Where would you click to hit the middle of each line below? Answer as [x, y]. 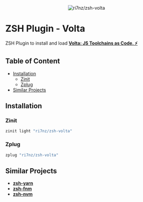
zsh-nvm [23, 194]
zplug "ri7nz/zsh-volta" [32, 155]
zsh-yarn [23, 183]
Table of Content [33, 61]
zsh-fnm [22, 189]
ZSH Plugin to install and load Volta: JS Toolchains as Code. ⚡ [71, 43]
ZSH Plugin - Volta [45, 29]
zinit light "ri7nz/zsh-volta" [39, 131]
